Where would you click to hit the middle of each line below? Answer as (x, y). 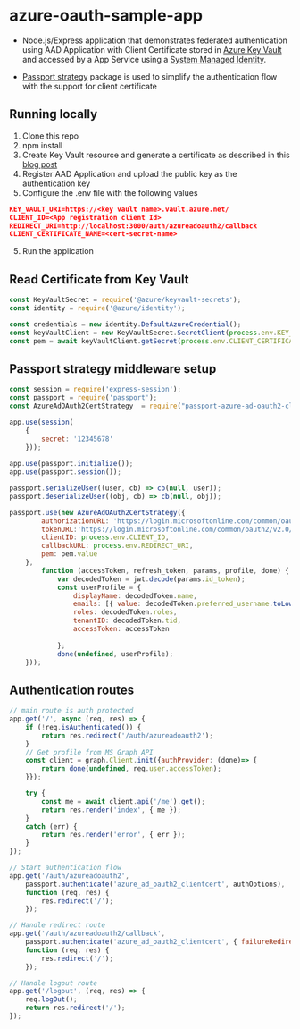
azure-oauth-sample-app (106, 16)
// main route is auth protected (71, 711)
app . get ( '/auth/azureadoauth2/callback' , (87, 934)
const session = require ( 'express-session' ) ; (95, 390)
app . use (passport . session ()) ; (66, 472)
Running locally (54, 114)
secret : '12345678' (78, 439)
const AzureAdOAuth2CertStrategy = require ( (95, 406)
